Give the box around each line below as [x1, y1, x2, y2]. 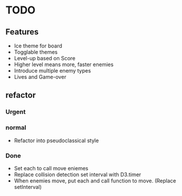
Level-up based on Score [14, 55, 76, 61]
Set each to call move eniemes [14, 164, 89, 171]
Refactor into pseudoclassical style [14, 137, 99, 144]
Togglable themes [14, 49, 58, 56]
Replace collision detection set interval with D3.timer [14, 171, 141, 178]
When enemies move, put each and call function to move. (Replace [14, 177, 177, 184]
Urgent [5, 108, 26, 116]
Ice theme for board [14, 42, 62, 49]
